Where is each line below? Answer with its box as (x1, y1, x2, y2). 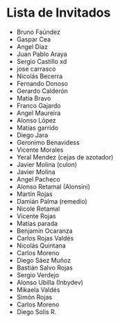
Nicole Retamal (16, 204, 60, 213)
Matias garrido (16, 123, 59, 132)
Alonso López (16, 116, 56, 124)
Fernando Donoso (16, 79, 69, 87)
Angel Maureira (16, 109, 61, 117)
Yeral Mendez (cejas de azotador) (16, 152, 114, 161)
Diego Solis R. (16, 307, 57, 316)
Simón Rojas (16, 293, 53, 301)
